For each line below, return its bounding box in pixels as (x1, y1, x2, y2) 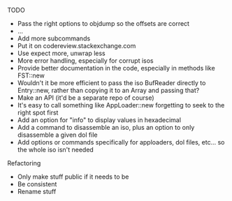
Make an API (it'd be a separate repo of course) (17, 94, 155, 102)
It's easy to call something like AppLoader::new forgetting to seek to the (17, 101, 225, 109)
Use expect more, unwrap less (17, 49, 106, 57)
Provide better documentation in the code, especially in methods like (17, 64, 215, 72)
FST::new (17, 71, 45, 80)
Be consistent (17, 180, 57, 188)
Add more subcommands (17, 34, 91, 43)
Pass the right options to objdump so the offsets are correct (17, 20, 190, 27)
